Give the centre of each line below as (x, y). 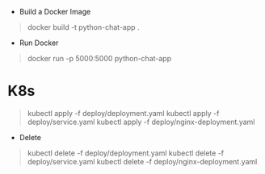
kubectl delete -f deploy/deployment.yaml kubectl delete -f (126, 153)
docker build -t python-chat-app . (83, 27)
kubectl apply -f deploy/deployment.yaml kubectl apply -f (123, 113)
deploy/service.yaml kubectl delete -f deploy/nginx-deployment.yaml (142, 161)
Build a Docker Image (55, 12)
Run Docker (39, 43)
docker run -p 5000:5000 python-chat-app (99, 58)
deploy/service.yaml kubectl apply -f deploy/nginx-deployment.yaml (141, 122)
